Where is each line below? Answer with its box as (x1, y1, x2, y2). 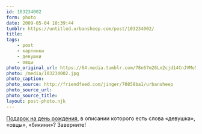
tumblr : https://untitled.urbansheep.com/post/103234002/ (6, 25, 155, 32)
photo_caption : (6, 76, 44, 82)
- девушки (17, 53, 42, 59)
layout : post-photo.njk (6, 98, 66, 104)
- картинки (17, 48, 44, 54)
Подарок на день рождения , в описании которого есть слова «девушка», (6, 115, 195, 122)
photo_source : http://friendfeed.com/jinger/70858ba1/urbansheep (6, 82, 173, 88)
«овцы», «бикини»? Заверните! (6, 121, 86, 128)
